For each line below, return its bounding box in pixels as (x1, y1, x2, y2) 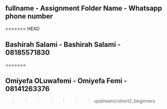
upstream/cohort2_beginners (94, 98, 155, 104)
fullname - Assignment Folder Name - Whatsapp (5, 4, 162, 13)
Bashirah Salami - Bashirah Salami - (5, 40, 121, 49)
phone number (5, 12, 53, 21)
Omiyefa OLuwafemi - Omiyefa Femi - (5, 76, 127, 86)
